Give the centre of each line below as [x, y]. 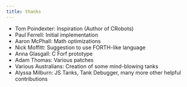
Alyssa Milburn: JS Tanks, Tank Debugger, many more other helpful [98, 72]
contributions [31, 79]
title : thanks [24, 12]
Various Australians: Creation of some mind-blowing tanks [86, 66]
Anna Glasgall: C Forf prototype [54, 53]
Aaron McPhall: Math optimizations [58, 41]
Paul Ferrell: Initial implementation [56, 35]
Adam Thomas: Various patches [54, 60]
